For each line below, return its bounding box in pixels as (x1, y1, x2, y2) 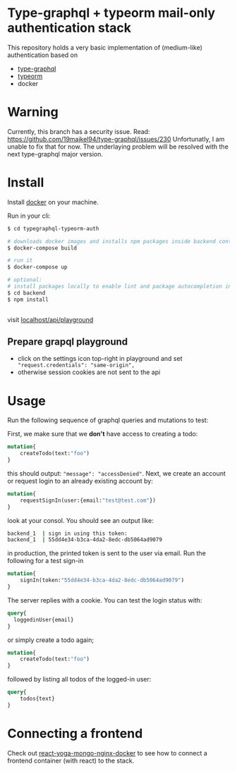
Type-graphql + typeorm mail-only (7, 5, 216, 21)
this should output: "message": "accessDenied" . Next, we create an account (7, 469, 226, 477)
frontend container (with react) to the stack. (7, 756, 135, 765)
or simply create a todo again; (7, 636, 94, 644)
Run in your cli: (7, 211, 51, 220)
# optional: (7, 276, 42, 283)
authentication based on (7, 51, 78, 59)
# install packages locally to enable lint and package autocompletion (7, 283, 222, 290)
